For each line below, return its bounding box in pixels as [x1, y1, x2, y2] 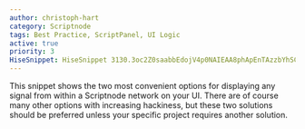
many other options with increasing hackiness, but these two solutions [9, 100, 273, 110]
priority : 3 [9, 47, 54, 56]
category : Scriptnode [9, 22, 92, 31]
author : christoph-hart [9, 13, 100, 23]
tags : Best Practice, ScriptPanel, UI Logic [9, 30, 181, 39]
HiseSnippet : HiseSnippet [9, 55, 107, 64]
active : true [9, 38, 59, 48]
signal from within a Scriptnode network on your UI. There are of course [9, 90, 279, 101]
